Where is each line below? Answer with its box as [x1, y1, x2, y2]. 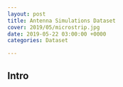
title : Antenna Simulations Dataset [7, 17, 116, 24]
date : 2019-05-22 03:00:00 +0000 [7, 30, 107, 38]
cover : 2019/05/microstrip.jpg [7, 24, 100, 31]
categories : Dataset [7, 37, 69, 44]
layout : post [7, 10, 46, 18]
